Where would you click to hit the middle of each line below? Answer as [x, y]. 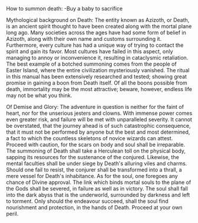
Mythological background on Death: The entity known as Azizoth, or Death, [98, 20]
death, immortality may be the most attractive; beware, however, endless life [99, 89]
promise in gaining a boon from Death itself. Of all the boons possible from [97, 83]
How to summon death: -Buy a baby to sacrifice [64, 9]
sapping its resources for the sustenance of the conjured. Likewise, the [92, 157]
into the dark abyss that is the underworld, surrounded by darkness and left [98, 195]
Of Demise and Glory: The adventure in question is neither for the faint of [95, 107]
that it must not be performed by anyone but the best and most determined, [98, 132]
